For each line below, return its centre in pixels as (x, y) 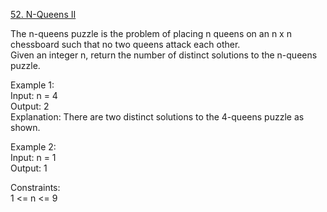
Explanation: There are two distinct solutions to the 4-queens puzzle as (157, 117)
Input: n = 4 (34, 95)
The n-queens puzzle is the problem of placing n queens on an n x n (151, 33)
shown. (25, 127)
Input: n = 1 (33, 157)
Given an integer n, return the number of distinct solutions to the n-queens (164, 55)
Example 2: (33, 147)
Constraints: (35, 187)
